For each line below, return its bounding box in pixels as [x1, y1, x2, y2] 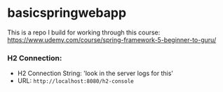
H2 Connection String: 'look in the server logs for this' [17, 69, 174, 78]
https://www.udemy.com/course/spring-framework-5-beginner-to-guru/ [7, 35, 217, 44]
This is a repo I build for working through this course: [7, 28, 161, 37]
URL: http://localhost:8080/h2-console [17, 77, 135, 85]
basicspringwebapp [7, 5, 127, 21]
